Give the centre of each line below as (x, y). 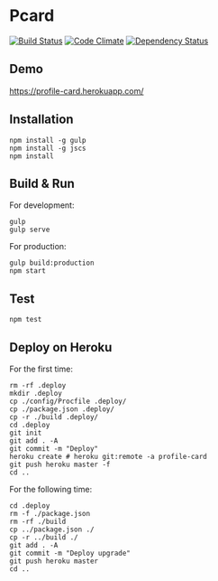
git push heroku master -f (60, 464)
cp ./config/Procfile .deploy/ (68, 401)
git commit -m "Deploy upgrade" (70, 553)
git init (26, 433)
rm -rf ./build (38, 521)
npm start (28, 271)
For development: (42, 205)
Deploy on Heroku (61, 347)
